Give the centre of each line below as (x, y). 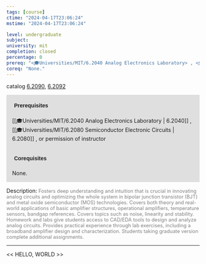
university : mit (27, 46)
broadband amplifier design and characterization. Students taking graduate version (102, 231)
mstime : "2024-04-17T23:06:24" (46, 23)
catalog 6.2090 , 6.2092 (36, 86)
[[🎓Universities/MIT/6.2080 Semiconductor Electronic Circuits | (93, 130)
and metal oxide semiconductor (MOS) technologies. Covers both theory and (95, 202)
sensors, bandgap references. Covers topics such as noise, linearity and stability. (100, 214)
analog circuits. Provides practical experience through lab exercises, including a (99, 225)
